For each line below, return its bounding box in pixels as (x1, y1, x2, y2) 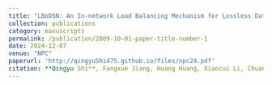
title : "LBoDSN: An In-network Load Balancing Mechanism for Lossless (8, 11, 252, 20)
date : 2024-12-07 (8, 42, 67, 50)
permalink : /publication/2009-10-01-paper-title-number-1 (8, 34, 208, 43)
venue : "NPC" (8, 49, 53, 57)
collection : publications (8, 19, 96, 28)
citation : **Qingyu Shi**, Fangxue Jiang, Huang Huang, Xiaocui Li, (8, 65, 244, 73)
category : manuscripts (8, 27, 85, 35)
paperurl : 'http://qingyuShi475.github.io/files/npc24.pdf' (8, 57, 216, 66)
